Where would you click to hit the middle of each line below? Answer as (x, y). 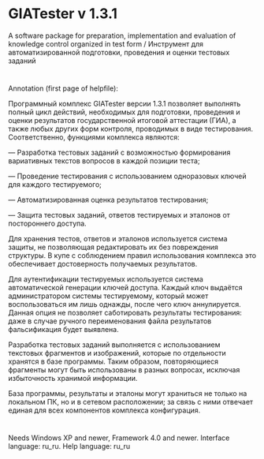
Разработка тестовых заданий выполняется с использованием (114, 345)
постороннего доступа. (47, 224)
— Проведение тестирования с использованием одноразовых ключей (127, 176)
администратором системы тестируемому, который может (108, 296)
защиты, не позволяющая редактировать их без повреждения (113, 247)
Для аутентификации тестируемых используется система (106, 279)
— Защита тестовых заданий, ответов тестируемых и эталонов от (119, 215)
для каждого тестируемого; (55, 185)
